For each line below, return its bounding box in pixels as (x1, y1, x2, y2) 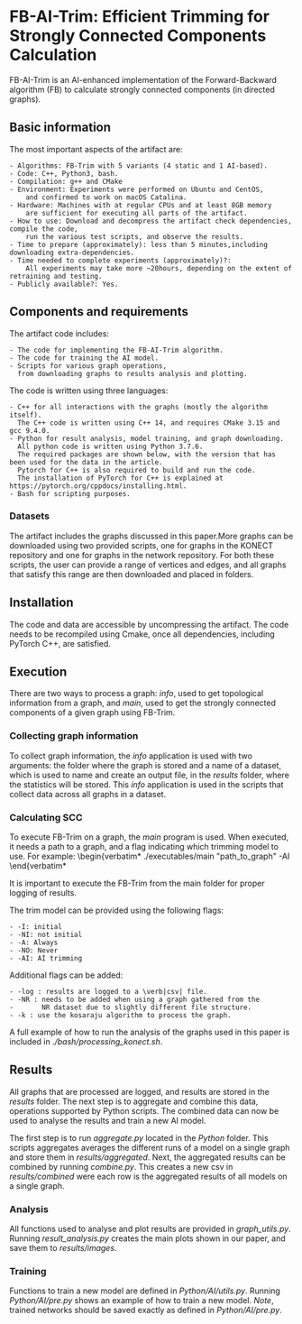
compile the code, (9, 224, 78, 234)
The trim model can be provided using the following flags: (9, 905, 224, 916)
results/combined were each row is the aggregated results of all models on (9, 1171, 288, 1181)
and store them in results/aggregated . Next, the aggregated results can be (9, 1152, 287, 1163)
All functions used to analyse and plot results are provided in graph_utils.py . (9, 1224, 291, 1235)
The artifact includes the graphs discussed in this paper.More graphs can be (9, 530, 294, 541)
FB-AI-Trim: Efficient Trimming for (9, 6, 270, 27)
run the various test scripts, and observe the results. (25, 232, 244, 241)
